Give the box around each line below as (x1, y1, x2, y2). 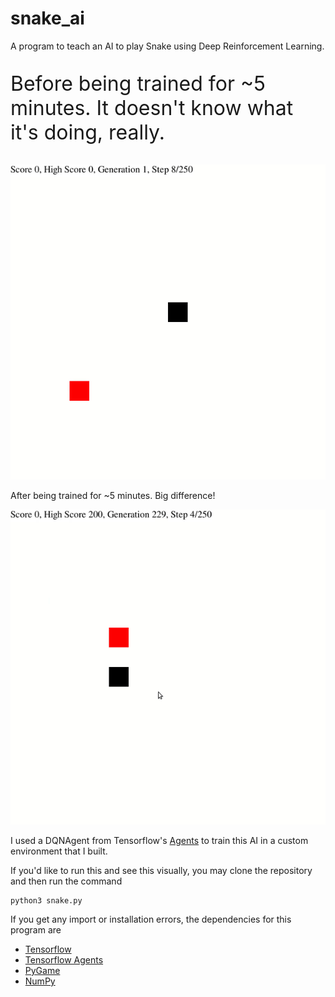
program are (10, 923, 62, 936)
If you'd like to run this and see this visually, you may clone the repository (10, 864, 313, 876)
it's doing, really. (10, 119, 165, 145)
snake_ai (10, 7, 85, 30)
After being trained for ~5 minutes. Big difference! (10, 489, 216, 501)
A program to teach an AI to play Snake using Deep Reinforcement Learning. (10, 40, 325, 52)
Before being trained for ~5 (10, 70, 267, 96)
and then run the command (10, 875, 123, 887)
